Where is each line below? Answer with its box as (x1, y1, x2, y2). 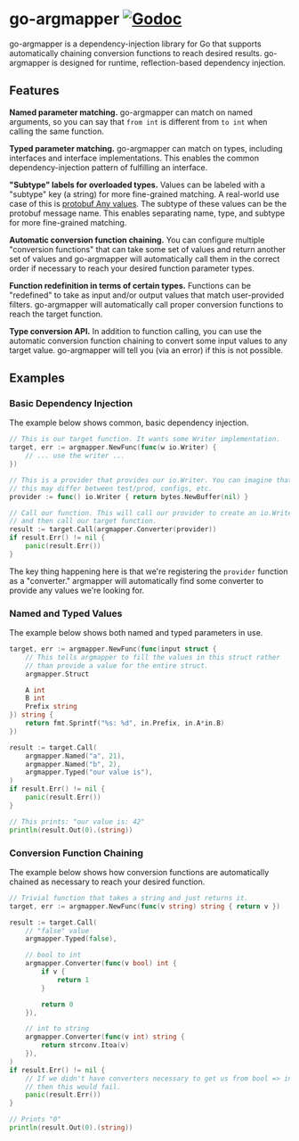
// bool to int (25, 950, 82, 960)
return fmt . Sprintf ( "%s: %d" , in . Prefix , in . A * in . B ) (25, 718, 225, 728)
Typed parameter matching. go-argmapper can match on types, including (9, 143, 283, 153)
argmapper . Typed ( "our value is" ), (25, 768, 153, 777)
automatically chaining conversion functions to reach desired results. (9, 47, 263, 58)
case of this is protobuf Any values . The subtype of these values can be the (9, 198, 287, 209)
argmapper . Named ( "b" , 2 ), (25, 759, 122, 768)
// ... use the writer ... (25, 451, 125, 461)
